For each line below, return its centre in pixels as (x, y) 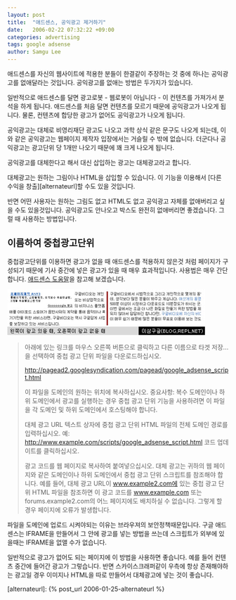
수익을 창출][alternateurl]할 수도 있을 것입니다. (71, 186)
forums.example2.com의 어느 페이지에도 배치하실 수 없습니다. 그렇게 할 (123, 501)
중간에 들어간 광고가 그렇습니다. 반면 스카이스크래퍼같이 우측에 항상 (106, 566)
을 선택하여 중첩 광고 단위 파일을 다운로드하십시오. (93, 356)
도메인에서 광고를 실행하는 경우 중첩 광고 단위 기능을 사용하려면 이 (122, 400)
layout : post (26, 15)
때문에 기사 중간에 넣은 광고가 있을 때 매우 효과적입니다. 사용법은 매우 (120, 270)
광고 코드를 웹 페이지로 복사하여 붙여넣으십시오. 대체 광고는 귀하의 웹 (118, 466)
